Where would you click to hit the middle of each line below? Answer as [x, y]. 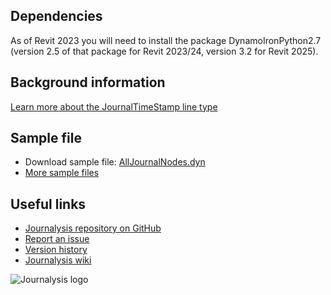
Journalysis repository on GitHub [93, 228]
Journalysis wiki [58, 260]
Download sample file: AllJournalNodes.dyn [115, 162]
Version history [56, 250]
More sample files [62, 173]
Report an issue [57, 239]
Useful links [48, 204]
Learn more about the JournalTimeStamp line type [114, 106]
